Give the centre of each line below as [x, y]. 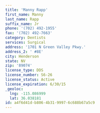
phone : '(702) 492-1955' [31, 28]
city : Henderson [22, 56]
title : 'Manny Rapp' [27, 10]
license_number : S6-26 [29, 75]
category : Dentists [25, 38]
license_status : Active [30, 79]
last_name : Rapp [22, 19]
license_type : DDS [24, 70]
